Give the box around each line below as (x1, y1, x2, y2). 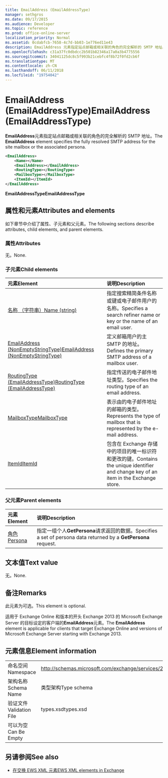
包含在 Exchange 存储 (106, 440, 158, 447)
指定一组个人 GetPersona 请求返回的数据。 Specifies (36, 527, 157, 534)
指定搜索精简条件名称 (106, 290, 157, 297)
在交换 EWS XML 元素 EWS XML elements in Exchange (12, 767, 124, 773)
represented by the (106, 425, 151, 432)
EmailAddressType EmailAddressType (5, 190, 85, 196)
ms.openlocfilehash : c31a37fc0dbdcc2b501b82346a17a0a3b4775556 (5, 49, 140, 54)
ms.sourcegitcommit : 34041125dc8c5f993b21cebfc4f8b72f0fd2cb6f (5, 54, 140, 59)
